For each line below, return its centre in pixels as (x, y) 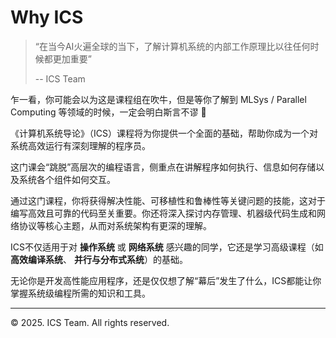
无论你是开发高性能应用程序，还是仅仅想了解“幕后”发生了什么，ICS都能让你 (166, 280)
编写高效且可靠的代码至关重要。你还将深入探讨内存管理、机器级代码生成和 (163, 213)
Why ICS (47, 17)
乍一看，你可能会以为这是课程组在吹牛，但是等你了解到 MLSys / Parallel (158, 99)
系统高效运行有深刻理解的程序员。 (80, 145)
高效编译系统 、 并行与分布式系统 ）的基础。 (99, 259)
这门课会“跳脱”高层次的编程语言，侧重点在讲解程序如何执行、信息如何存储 (163, 167)
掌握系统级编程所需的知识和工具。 (80, 293)
